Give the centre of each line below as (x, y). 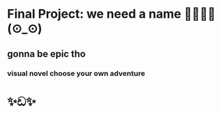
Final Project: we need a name (94, 14)
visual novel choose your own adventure (76, 73)
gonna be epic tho (46, 54)
